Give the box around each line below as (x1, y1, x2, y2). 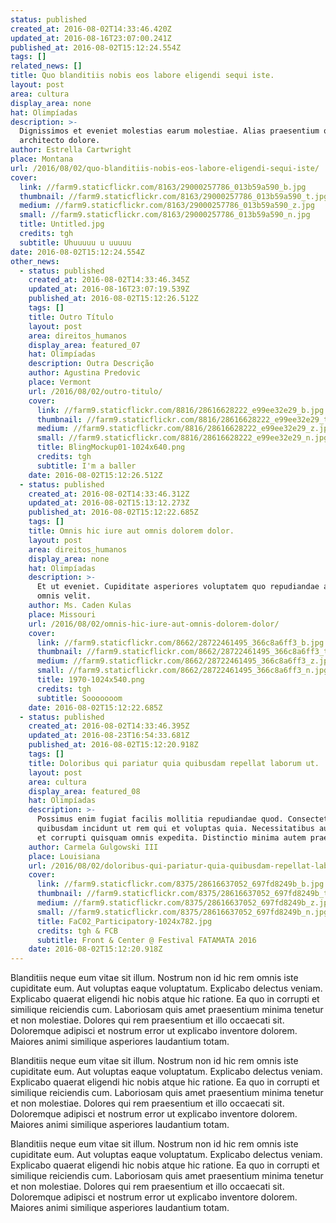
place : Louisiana (28, 851, 101, 861)
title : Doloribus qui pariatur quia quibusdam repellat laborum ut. (28, 758, 320, 768)
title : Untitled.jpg (19, 219, 105, 230)
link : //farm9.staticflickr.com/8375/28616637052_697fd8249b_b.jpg (36, 879, 325, 890)
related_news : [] (10, 61, 83, 71)
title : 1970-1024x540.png (36, 675, 145, 685)
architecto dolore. (19, 136, 101, 146)
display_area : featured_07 (28, 340, 141, 350)
